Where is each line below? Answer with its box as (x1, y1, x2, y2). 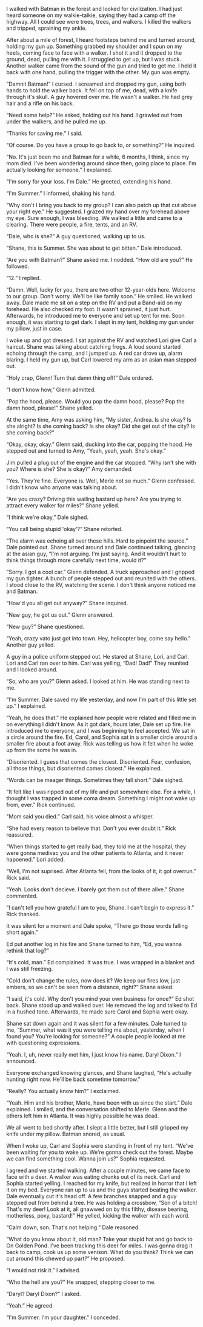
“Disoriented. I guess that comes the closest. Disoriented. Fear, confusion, (6, 758, 192, 765)
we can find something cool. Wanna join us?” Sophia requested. (6, 1155, 166, 1162)
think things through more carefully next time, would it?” (6, 557, 147, 564)
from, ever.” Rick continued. (6, 801, 76, 808)
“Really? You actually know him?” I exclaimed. (6, 1088, 121, 1094)
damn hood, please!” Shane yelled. (6, 404, 94, 411)
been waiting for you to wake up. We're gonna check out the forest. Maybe (6, 1148, 193, 1156)
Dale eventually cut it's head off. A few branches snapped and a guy (6, 1193, 177, 1199)
